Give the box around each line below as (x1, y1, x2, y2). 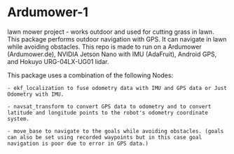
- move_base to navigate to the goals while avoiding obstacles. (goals (7, 127, 224, 134)
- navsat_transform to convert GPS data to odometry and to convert (7, 103, 212, 110)
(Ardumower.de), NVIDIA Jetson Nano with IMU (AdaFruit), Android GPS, (7, 50, 217, 58)
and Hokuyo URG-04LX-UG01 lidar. (7, 57, 109, 65)
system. (7, 115, 30, 122)
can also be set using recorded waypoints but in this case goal (7, 134, 202, 141)
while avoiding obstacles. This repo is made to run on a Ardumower (7, 42, 202, 51)
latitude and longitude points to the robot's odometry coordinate (7, 109, 209, 116)
